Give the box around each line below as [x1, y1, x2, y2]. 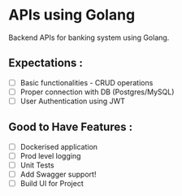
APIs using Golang [8, 6, 136, 24]
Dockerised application [19, 142, 98, 151]
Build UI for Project [19, 179, 84, 188]
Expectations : [8, 56, 84, 70]
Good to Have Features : [8, 120, 132, 134]
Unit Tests [19, 160, 54, 170]
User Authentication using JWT [19, 96, 126, 106]
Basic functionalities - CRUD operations [19, 77, 154, 87]
